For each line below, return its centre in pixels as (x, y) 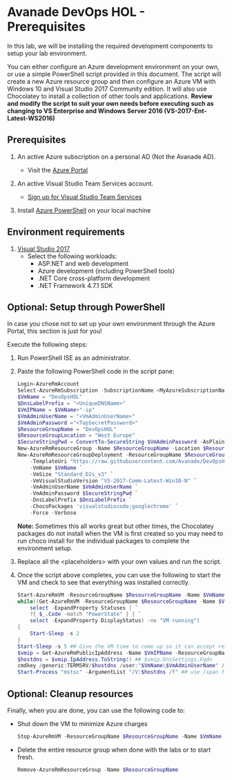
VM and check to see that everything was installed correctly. (103, 582)
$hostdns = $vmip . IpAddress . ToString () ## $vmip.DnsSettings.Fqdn (115, 659)
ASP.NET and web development (83, 263)
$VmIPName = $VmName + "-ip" (56, 410)
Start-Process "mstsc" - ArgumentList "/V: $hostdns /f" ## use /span (118, 672)
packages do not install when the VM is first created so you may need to (120, 533)
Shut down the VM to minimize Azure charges (82, 723)
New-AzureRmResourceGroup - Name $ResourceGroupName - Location (108, 448)
